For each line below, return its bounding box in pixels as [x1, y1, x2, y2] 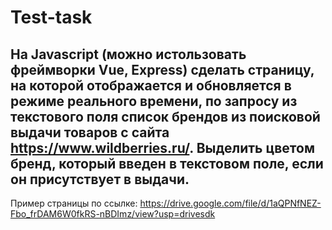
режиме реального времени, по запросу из [10, 92, 298, 110]
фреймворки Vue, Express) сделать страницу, [10, 61, 315, 78]
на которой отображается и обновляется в [10, 77, 292, 94]
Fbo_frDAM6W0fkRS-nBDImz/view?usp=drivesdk [10, 208, 216, 220]
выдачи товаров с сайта [10, 124, 170, 141]
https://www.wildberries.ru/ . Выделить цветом [10, 139, 316, 156]
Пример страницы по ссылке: [10, 197, 138, 209]
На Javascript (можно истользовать [10, 46, 247, 63]
